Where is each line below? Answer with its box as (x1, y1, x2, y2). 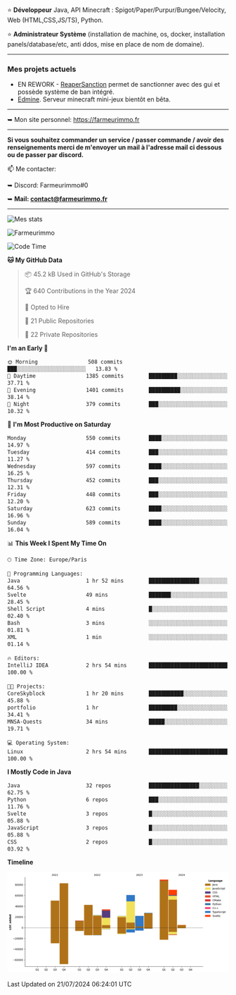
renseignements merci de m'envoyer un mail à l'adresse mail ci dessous (7, 143, 223, 152)
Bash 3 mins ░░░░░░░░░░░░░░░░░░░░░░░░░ (7, 619, 228, 627)
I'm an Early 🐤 (7, 344, 48, 352)
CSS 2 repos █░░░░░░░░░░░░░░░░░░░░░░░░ (7, 839, 228, 846)
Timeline (7, 858, 34, 867)
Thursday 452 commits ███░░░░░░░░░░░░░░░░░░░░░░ (7, 477, 228, 484)
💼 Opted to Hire (24, 303, 70, 311)
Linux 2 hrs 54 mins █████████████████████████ (7, 748, 228, 755)
